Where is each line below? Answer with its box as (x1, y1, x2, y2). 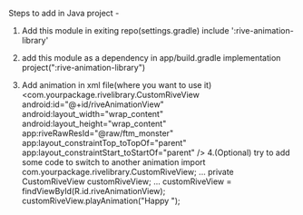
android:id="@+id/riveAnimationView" (21, 99, 164, 110)
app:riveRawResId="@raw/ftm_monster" (21, 128, 174, 139)
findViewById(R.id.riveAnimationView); (21, 186, 166, 196)
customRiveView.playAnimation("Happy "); (21, 195, 181, 206)
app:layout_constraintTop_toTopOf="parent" (21, 138, 187, 148)
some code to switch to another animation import (21, 157, 206, 167)
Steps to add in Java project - (8, 8, 120, 18)
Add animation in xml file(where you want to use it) (21, 80, 212, 90)
